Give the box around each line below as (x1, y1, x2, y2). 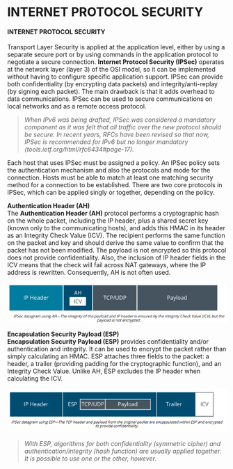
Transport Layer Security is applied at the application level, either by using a (7, 43, 225, 51)
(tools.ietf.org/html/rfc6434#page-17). (24, 145, 134, 154)
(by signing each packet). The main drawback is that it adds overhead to (7, 88, 216, 96)
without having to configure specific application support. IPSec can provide (7, 72, 224, 81)
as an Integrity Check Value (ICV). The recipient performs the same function (7, 231, 225, 240)
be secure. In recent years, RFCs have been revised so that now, (24, 130, 210, 139)
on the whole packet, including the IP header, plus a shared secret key (7, 216, 209, 225)
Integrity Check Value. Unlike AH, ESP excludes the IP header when (7, 367, 200, 375)
